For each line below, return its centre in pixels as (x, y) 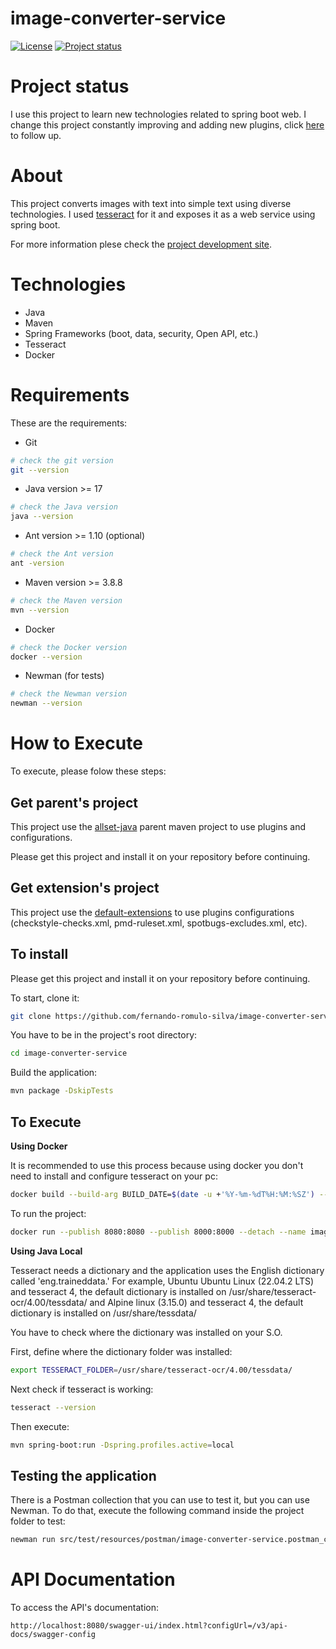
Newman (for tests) (64, 676)
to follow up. (36, 135)
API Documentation (93, 1579)
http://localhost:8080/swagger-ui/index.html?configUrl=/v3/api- (149, 1626)
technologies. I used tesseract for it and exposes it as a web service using (163, 214)
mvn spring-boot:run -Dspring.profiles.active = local (122, 1445)
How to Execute (76, 743)
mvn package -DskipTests (62, 1091)
